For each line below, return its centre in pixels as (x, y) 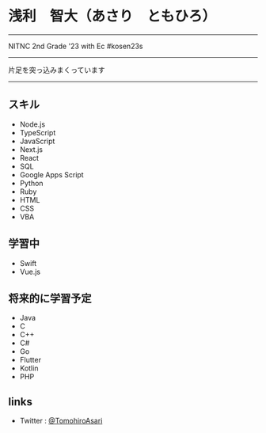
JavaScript (37, 141)
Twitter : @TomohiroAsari (61, 421)
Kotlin (29, 368)
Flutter (30, 360)
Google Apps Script (52, 174)
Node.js (32, 124)
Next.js (31, 149)
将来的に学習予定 (50, 298)
